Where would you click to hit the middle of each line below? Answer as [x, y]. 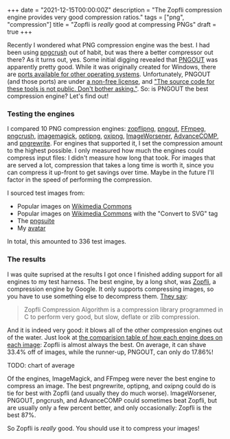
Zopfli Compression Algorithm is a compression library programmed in [123, 309]
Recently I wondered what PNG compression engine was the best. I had [108, 45]
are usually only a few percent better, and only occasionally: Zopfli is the [110, 407]
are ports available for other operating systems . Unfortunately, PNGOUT [109, 74]
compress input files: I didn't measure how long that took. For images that [111, 158]
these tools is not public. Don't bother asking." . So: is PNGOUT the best [108, 89]
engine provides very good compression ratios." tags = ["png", [96, 17]
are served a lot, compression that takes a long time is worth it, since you [111, 165]
